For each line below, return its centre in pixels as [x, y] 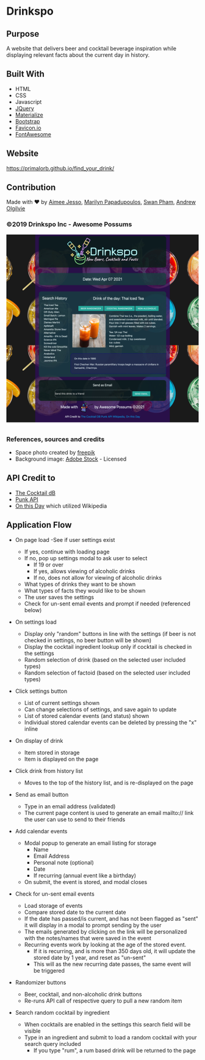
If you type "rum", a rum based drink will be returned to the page [115, 1050]
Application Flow [39, 525]
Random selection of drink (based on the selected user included [105, 660]
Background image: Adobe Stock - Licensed [71, 459]
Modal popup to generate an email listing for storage [90, 843]
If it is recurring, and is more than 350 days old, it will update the [114, 951]
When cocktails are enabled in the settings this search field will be [107, 1024]
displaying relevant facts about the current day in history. [78, 55]
